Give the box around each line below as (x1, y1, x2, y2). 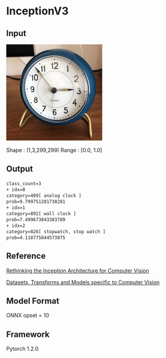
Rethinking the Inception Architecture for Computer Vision (6, 267, 150, 274)
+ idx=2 (6, 222, 26, 229)
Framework (6, 329, 50, 339)
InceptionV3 (6, 4, 69, 18)
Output (6, 164, 33, 174)
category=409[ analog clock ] (6, 192, 82, 199)
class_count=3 (6, 180, 42, 187)
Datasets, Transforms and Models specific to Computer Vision (6, 278, 160, 286)
